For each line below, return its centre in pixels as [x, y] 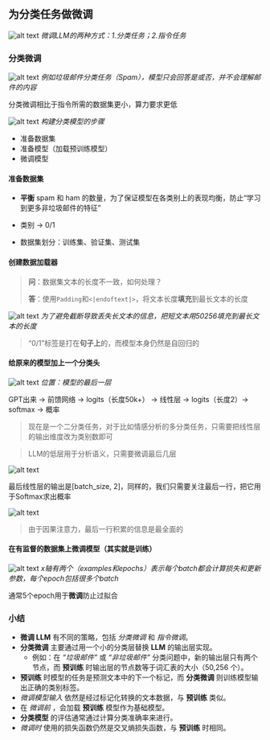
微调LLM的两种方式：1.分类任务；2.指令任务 [113, 35]
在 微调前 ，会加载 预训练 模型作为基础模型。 [94, 708]
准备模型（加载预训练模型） [66, 149]
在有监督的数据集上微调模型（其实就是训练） [82, 549]
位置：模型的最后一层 [76, 382]
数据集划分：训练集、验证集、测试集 [80, 242]
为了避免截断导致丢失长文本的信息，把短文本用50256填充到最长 [147, 315]
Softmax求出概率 [43, 496]
